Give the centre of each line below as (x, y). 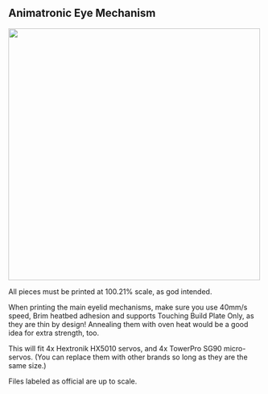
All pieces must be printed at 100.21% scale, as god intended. (110, 291)
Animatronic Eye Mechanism (82, 13)
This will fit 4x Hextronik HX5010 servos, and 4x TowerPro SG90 (115, 348)
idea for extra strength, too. (54, 333)
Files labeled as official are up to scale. (73, 381)
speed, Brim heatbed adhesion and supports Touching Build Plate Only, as (132, 315)
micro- (235, 348)
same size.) (27, 365)
